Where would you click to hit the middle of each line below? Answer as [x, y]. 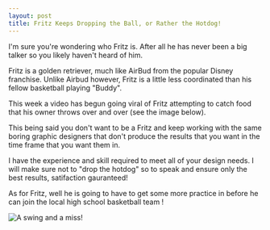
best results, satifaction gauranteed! [69, 178]
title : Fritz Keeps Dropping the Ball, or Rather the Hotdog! [115, 23]
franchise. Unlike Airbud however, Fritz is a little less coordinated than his [130, 79]
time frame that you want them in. [64, 144]
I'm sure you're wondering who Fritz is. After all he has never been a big [128, 46]
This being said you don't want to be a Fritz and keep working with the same [135, 128]
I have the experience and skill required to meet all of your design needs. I [131, 160]
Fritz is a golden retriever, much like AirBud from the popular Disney [121, 70]
